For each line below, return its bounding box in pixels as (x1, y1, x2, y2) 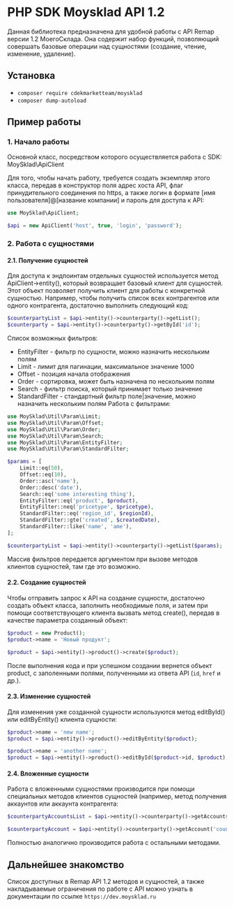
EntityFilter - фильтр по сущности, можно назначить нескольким (17, 347, 210, 356)
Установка (7, 70, 56, 82)
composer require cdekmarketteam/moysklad (17, 89, 143, 96)
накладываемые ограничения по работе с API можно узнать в (7, 885, 194, 893)
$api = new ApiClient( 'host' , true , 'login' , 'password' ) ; (7, 222, 182, 229)
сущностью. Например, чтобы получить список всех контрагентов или (7, 294, 219, 303)
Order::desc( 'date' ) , (19, 484, 82, 491)
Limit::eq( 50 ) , (19, 465, 64, 472)
